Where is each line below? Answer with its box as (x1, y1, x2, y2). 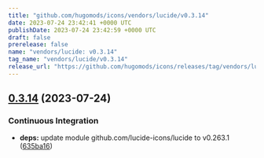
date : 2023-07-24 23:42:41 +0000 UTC (8, 19, 132, 27)
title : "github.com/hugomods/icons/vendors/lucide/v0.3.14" (8, 11, 210, 20)
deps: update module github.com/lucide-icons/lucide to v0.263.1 (19, 133, 230, 142)
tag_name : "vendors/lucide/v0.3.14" (8, 56, 128, 64)
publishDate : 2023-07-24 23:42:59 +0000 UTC (8, 26, 156, 34)
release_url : (8, 63, 51, 71)
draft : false (8, 33, 51, 42)
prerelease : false (8, 41, 68, 49)
